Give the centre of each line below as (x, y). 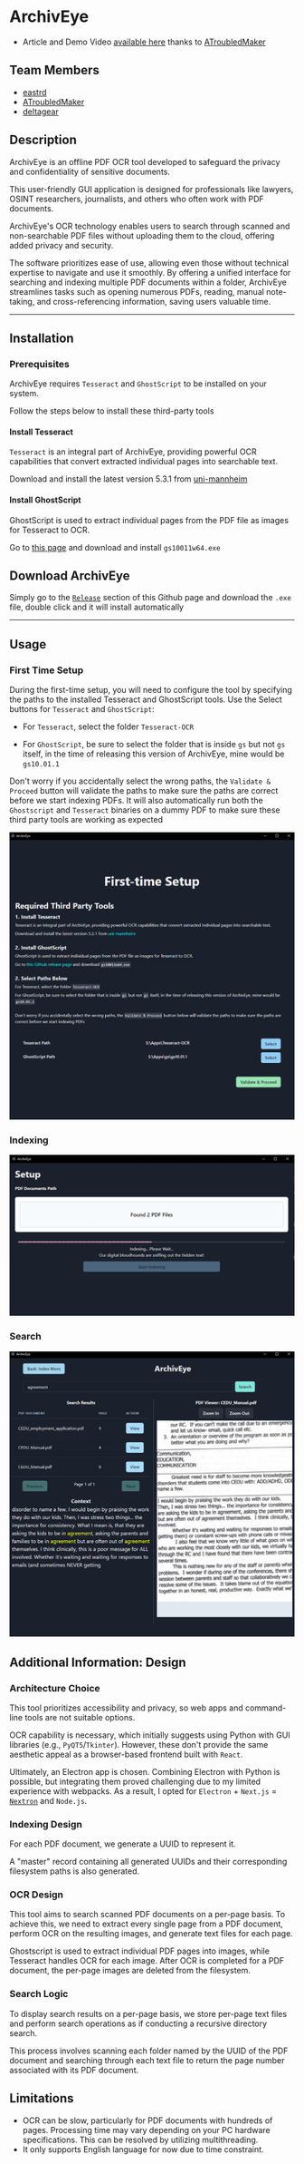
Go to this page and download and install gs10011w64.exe (115, 547)
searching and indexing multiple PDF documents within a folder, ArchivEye (148, 282)
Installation (42, 338)
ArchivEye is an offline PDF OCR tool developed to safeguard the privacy (145, 161)
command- (266, 1708)
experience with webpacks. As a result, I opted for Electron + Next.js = (143, 1791)
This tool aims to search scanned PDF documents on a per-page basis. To (147, 1915)
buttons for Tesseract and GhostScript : (82, 709)
